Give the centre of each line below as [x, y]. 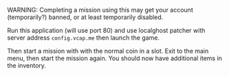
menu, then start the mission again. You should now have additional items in [115, 58]
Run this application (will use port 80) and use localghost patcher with [106, 30]
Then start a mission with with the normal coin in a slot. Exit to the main [108, 51]
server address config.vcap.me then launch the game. [84, 38]
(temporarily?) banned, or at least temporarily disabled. [85, 17]
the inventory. [27, 65]
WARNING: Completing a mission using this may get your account [100, 10]
